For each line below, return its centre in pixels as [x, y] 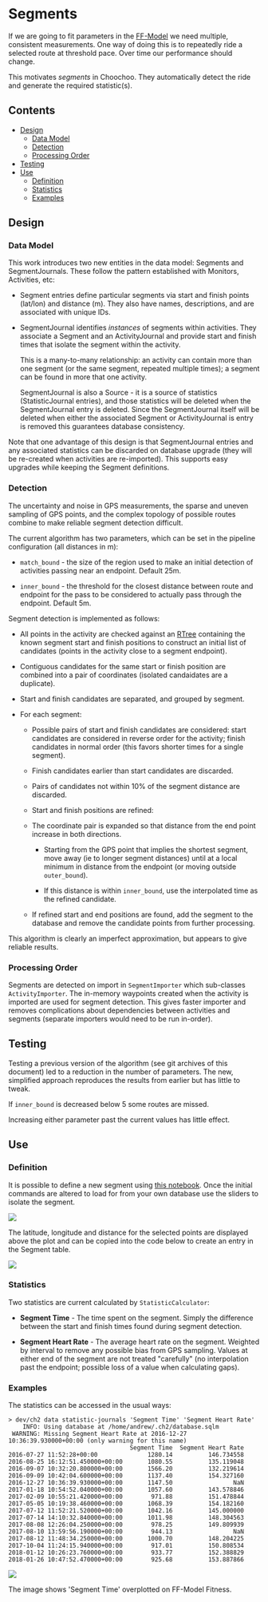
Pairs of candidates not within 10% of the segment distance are [136, 786]
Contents [32, 111]
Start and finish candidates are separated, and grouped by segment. [132, 699]
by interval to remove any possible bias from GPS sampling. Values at [134, 1350]
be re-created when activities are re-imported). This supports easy [118, 459]
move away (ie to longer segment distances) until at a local [140, 858]
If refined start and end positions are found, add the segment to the [142, 914]
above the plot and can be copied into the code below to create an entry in [131, 1241]
